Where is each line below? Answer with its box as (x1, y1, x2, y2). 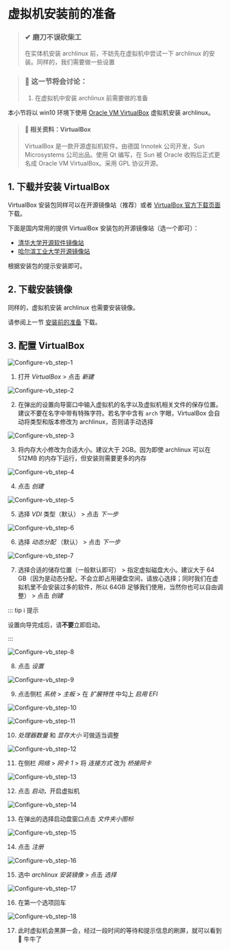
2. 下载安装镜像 (8, 284, 73, 295)
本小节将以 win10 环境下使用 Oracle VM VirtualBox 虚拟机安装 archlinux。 (8, 108, 215, 117)
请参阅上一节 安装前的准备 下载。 (8, 317, 101, 326)
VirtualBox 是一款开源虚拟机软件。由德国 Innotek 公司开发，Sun (24, 142, 205, 150)
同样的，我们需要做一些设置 (36, 58, 115, 66)
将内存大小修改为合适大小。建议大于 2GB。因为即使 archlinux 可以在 (17, 446, 211, 454)
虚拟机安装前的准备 (8, 6, 116, 22)
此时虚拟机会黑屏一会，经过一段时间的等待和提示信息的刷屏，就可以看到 (17, 927, 222, 935)
